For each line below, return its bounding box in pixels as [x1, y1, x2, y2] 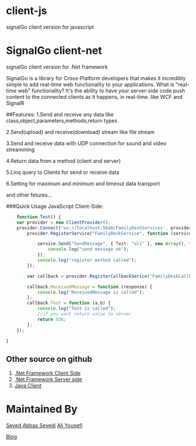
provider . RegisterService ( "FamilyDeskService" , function [27, 230, 168, 236]
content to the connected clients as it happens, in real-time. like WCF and [6, 93, 183, 100]
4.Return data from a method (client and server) [6, 157, 121, 164]
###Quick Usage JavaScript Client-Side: [6, 203, 104, 210]
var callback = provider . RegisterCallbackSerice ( [27, 273, 150, 279]
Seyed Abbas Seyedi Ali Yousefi [6, 422, 83, 429]
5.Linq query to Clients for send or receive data [6, 169, 120, 176]
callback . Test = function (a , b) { [27, 300, 111, 306]
